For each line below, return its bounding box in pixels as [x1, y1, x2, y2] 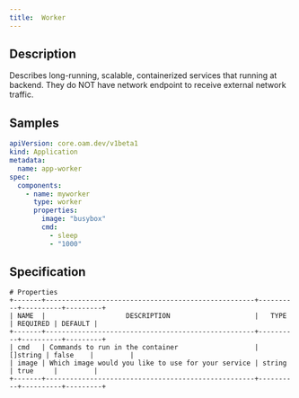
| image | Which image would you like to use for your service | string [9, 358, 287, 368]
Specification [9, 264, 86, 279]
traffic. [9, 89, 34, 100]
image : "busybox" [41, 215, 106, 224]
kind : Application [9, 147, 78, 157]
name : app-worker [17, 164, 83, 173]
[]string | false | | [9, 351, 135, 360]
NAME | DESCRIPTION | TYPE [17, 312, 287, 321]
